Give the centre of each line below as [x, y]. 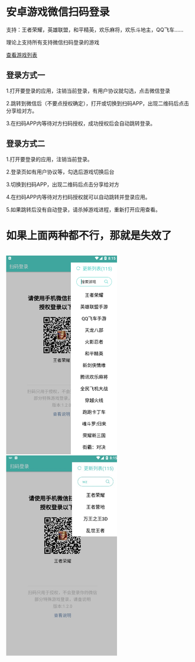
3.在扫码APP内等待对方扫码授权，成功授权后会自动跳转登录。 [81, 123]
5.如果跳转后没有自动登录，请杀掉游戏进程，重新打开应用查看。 [83, 209]
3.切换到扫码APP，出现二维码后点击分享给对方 [63, 184]
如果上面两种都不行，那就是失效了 [89, 235]
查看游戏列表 [22, 54]
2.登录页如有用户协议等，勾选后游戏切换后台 [60, 172]
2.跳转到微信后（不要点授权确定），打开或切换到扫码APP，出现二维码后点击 [98, 103]
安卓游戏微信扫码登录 [58, 12]
